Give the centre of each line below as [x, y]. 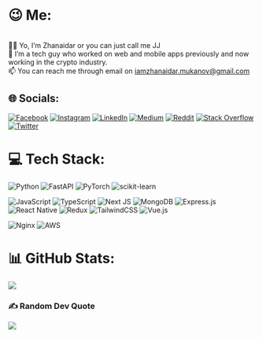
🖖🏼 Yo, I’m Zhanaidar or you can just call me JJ [85, 45]
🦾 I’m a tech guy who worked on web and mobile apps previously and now [129, 53]
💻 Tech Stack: [57, 159]
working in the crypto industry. [58, 62]
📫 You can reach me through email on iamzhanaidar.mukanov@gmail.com [129, 71]
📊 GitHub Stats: [62, 258]
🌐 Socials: [34, 99]
